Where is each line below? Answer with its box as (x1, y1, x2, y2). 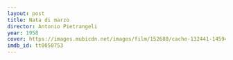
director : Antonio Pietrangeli (7, 23, 98, 30)
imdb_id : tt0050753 (7, 42, 64, 49)
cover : (7, 36, 26, 43)
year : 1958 (7, 29, 39, 37)
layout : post (7, 10, 45, 17)
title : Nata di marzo (7, 17, 70, 23)
